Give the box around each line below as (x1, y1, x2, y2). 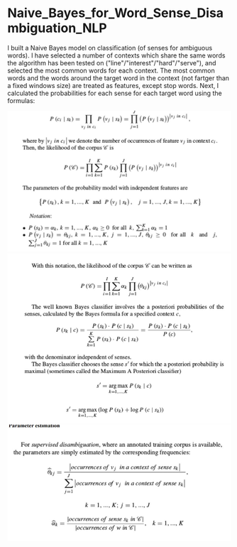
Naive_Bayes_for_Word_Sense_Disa (7, 5, 224, 21)
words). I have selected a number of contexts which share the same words (7, 51, 226, 60)
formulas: (7, 96, 35, 104)
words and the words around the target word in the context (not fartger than (7, 73, 229, 82)
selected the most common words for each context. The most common (7, 66, 215, 75)
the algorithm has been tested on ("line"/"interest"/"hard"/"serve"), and (7, 58, 216, 67)
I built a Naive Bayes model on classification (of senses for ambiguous (7, 43, 213, 52)
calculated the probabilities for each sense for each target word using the (7, 89, 222, 97)
